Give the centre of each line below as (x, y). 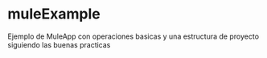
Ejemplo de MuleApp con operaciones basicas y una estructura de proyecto (133, 36)
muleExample (54, 14)
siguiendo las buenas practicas (59, 44)
